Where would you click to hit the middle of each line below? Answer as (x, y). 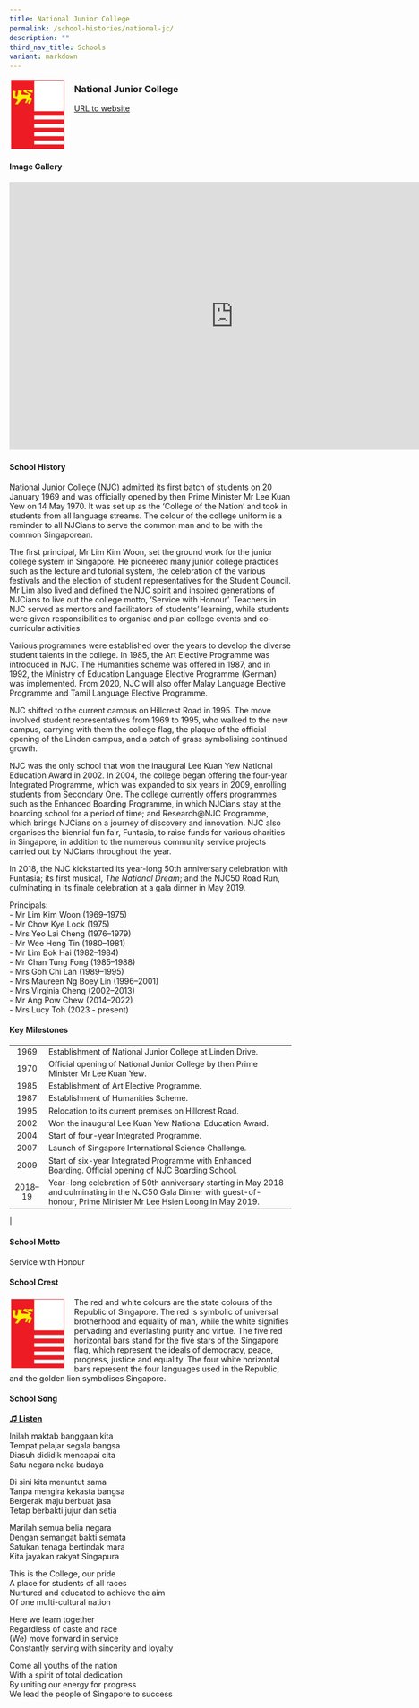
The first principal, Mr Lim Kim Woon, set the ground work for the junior (141, 551)
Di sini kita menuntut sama (58, 1482)
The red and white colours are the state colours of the (173, 1302)
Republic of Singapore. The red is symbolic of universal (176, 1311)
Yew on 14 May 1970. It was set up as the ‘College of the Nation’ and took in (149, 506)
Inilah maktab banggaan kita (61, 1436)
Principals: (29, 905)
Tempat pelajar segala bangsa (65, 1446)
